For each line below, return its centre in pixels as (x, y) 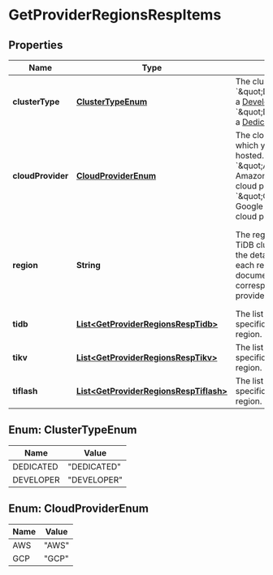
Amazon (251, 176)
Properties (36, 45)
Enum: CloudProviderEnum (78, 509)
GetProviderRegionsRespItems (115, 15)
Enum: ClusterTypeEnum (73, 430)
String (89, 265)
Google (249, 206)
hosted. (249, 156)
